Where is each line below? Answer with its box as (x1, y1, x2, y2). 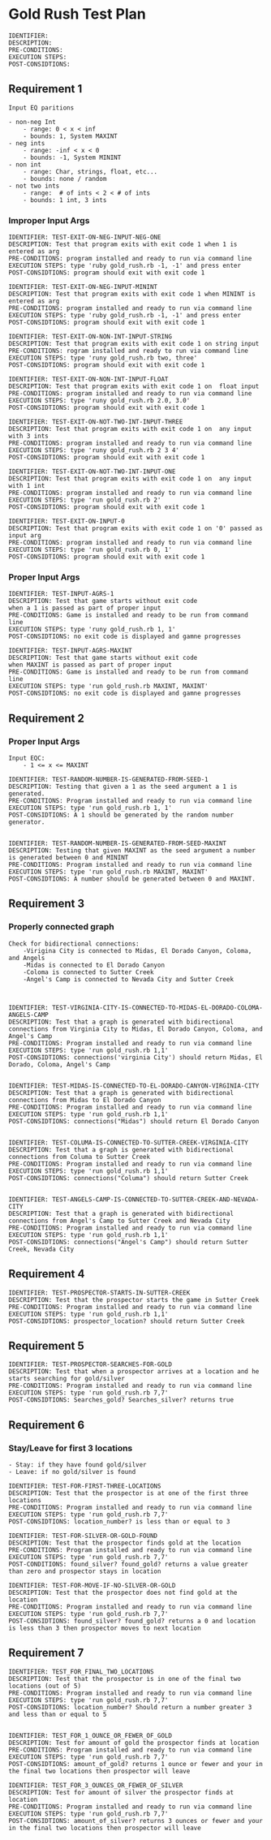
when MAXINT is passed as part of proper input (8, 661, 173, 670)
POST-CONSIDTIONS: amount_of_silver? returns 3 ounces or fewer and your (8, 1816, 264, 1825)
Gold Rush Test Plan (8, 5, 146, 24)
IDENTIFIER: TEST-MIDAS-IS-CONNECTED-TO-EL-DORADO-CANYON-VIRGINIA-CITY (8, 1081, 260, 1090)
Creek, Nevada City (8, 1245, 75, 1253)
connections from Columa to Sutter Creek (8, 1153, 151, 1161)
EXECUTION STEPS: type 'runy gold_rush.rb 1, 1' (8, 626, 176, 634)
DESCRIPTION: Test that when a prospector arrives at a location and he (8, 1368, 260, 1376)
